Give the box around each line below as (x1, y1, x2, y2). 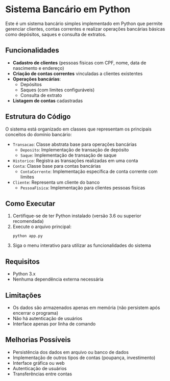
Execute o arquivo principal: (12, 223, 71, 230)
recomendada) (12, 218, 44, 224)
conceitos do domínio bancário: (5, 131, 72, 137)
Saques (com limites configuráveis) (20, 87, 95, 93)
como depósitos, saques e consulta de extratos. (5, 31, 107, 37)
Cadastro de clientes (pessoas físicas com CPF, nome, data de (12, 60, 147, 66)
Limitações (5, 291, 41, 299)
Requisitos (5, 257, 40, 266)
